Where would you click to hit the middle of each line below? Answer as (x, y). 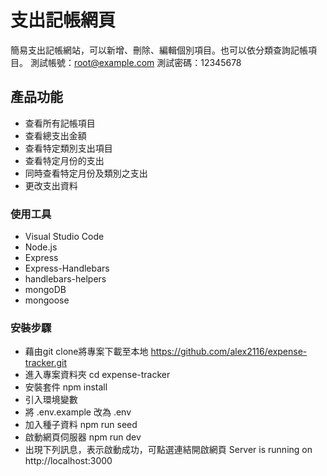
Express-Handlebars (67, 268)
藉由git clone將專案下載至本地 (86, 352)
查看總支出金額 (55, 135)
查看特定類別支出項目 (68, 148)
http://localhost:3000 (68, 461)
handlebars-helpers (65, 279)
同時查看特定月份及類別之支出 (86, 173)
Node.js (41, 247)
